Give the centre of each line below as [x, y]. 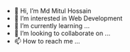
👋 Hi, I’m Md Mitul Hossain [53, 11]
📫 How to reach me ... [47, 41]
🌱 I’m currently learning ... [52, 26]
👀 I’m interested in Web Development [68, 18]
